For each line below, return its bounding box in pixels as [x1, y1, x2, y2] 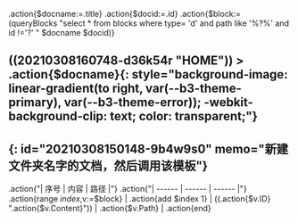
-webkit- [203, 95, 253, 111]
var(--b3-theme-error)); [63, 95, 202, 111]
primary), [8, 95, 62, 111]
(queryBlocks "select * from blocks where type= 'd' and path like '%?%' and [8, 18, 289, 29]
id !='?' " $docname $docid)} [8, 28, 115, 37]
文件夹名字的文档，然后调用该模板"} [8, 158, 209, 173]
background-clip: [8, 109, 108, 124]
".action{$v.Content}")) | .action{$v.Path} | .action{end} [8, 203, 211, 214]
